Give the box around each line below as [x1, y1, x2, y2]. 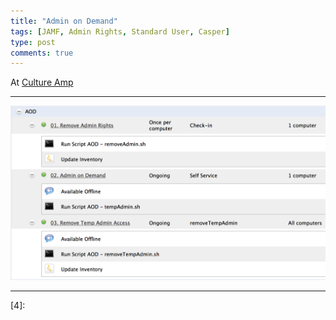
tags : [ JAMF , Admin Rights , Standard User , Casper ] [10, 26, 230, 37]
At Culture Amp [10, 76, 74, 89]
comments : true [10, 48, 74, 58]
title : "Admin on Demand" [10, 16, 118, 26]
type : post [10, 37, 56, 47]
